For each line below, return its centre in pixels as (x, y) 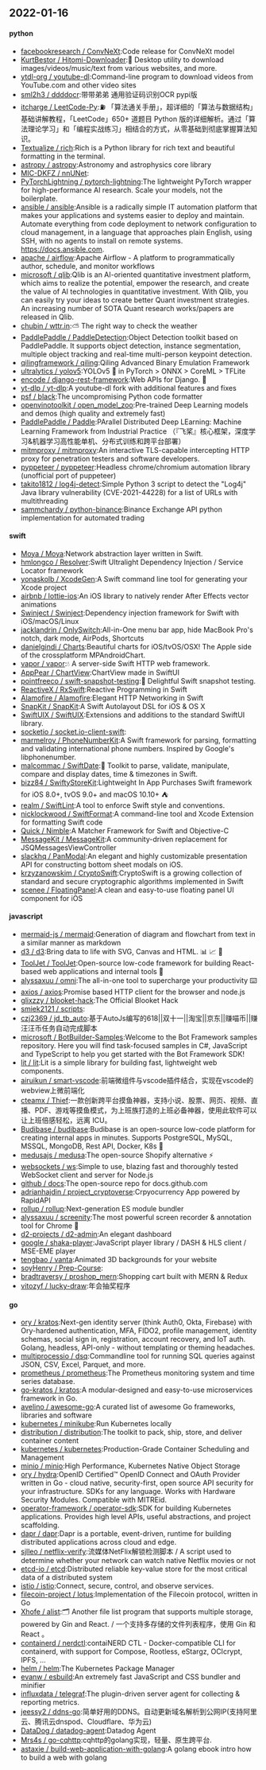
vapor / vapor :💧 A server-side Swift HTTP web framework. (115, 663)
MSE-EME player (48, 1251)
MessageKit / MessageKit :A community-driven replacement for (124, 839)
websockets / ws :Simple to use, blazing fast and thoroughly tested (129, 1166)
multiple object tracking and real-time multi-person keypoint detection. (136, 354)
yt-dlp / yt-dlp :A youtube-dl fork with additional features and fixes (128, 388)
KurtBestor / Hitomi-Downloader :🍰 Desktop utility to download (122, 60)
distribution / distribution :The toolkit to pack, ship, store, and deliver (131, 1433)
